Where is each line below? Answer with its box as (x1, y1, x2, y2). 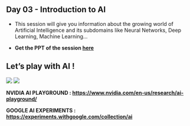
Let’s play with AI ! (6, 61, 75, 71)
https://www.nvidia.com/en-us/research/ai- (72, 89, 184, 96)
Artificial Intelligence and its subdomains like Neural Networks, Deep (14, 26, 182, 34)
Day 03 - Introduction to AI (6, 5, 106, 15)
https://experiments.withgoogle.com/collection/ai (6, 113, 133, 120)
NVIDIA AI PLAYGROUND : (6, 89, 72, 96)
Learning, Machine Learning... (14, 32, 88, 40)
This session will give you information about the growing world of (14, 20, 174, 27)
